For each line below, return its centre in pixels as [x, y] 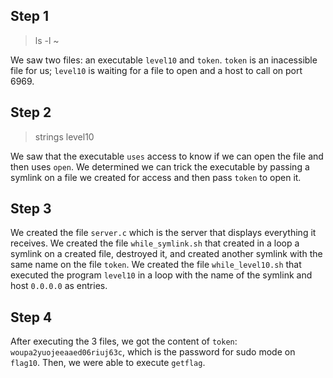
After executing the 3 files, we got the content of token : [124, 341]
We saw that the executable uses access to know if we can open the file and [167, 156]
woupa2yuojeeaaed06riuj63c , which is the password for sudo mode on [153, 352]
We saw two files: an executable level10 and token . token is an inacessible [164, 60]
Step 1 [30, 16]
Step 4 [31, 317]
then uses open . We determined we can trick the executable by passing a [160, 166]
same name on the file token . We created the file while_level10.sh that [156, 265]
